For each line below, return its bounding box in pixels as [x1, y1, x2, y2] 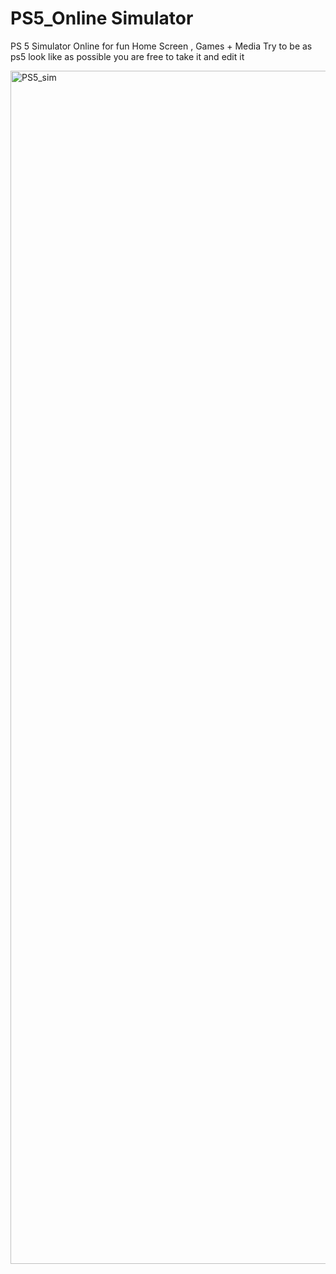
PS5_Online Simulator [10, 7, 194, 30]
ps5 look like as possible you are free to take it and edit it [10, 50, 245, 62]
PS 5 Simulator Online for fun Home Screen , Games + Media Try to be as [10, 40, 313, 52]
